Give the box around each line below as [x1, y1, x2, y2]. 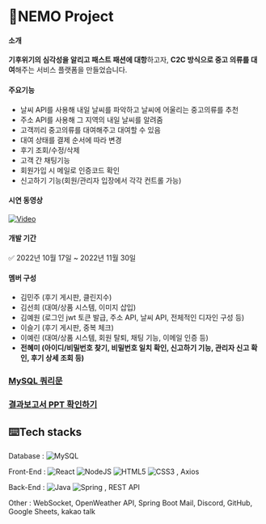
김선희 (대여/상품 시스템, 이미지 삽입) [19, 302, 137, 312]
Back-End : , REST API [8, 482, 140, 492]
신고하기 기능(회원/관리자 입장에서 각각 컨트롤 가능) [19, 175, 182, 185]
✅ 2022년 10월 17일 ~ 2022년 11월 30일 [8, 253, 136, 262]
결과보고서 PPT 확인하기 [8, 399, 98, 411]
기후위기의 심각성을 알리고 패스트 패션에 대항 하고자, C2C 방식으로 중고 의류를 [8, 55, 250, 65]
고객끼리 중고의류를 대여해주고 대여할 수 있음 [19, 125, 162, 134]
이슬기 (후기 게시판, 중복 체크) [19, 323, 115, 332]
